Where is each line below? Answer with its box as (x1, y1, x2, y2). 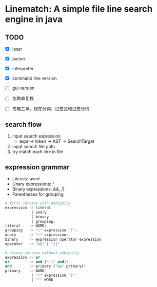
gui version (12, 85, 35, 91)
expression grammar (5, 163, 70, 171)
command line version (12, 76, 57, 81)
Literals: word (12, 176, 40, 182)
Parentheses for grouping (12, 191, 64, 197)
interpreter (12, 66, 34, 72)
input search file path (12, 144, 55, 150)
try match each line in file (12, 149, 63, 154)
